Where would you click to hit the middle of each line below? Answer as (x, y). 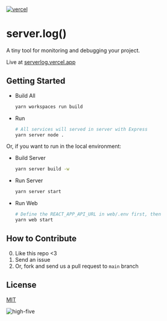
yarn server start (38, 192)
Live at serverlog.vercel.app (41, 62)
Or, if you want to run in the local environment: (64, 146)
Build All (25, 95)
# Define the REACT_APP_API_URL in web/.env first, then (88, 214)
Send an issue (33, 259)
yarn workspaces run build (49, 106)
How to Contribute (42, 239)
